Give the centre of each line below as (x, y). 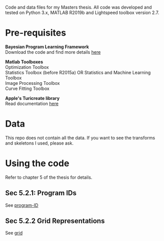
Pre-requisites (36, 33)
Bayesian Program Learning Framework (47, 47)
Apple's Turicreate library (32, 98)
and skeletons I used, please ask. (39, 143)
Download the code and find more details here (53, 52)
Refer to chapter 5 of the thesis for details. (49, 177)
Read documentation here (32, 103)
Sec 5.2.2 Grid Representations (55, 221)
